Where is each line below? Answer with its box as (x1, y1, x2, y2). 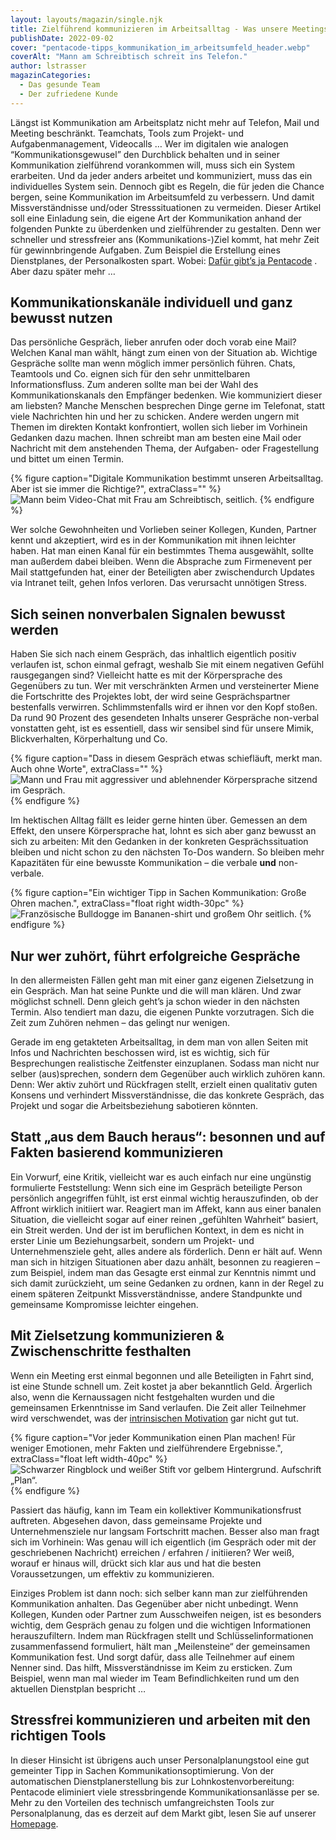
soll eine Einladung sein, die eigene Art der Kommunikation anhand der (10, 212, 302, 224)
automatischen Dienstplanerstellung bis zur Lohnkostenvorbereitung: (10, 1775, 295, 1787)
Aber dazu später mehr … (10, 265, 116, 277)
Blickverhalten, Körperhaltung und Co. (10, 733, 168, 745)
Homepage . (10, 1817, 59, 1830)
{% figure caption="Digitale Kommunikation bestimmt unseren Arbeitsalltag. (10, 472, 324, 485)
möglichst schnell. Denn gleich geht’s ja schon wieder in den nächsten (10, 996, 300, 1008)
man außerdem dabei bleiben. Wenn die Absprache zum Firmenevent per (10, 556, 313, 568)
